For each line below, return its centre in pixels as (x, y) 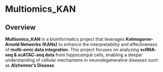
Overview (20, 27)
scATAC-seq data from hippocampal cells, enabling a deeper (80, 55)
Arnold (12, 44)
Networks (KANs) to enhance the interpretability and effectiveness (89, 44)
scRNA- (148, 50)
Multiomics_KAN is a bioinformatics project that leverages (65, 39)
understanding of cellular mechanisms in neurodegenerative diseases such (81, 60)
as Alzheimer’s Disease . (30, 65)
